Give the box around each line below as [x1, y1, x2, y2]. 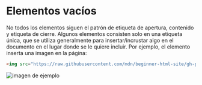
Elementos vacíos [6, 4, 97, 18]
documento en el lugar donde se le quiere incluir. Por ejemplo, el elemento [6, 43, 191, 50]
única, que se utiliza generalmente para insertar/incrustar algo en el [6, 37, 174, 44]
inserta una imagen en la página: [6, 49, 87, 56]
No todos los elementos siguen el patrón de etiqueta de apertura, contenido [6, 24, 194, 31]
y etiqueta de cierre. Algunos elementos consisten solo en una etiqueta [6, 30, 183, 37]
